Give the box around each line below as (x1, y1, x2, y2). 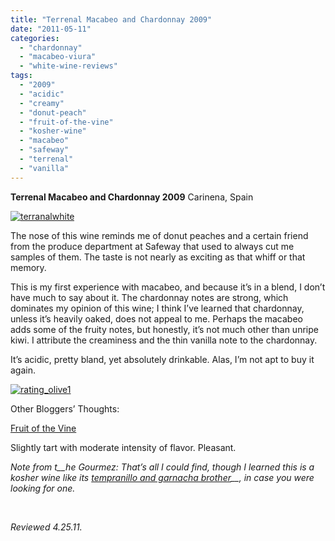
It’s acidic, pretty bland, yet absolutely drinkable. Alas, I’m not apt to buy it (10, 353, 315, 365)
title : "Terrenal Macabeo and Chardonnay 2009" (10, 14, 213, 25)
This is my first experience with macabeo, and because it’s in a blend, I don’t (10, 281, 326, 293)
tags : (10, 71, 33, 81)
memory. (10, 261, 47, 273)
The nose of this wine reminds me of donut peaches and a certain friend (10, 229, 309, 241)
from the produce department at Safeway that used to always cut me (10, 240, 295, 252)
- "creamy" (19, 98, 65, 108)
